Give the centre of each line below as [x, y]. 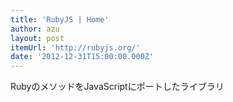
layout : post [37, 38]
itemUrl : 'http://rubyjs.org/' [75, 47]
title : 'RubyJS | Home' [60, 19]
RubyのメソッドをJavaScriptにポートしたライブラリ [117, 87]
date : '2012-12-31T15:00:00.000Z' [82, 57]
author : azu [35, 29]
